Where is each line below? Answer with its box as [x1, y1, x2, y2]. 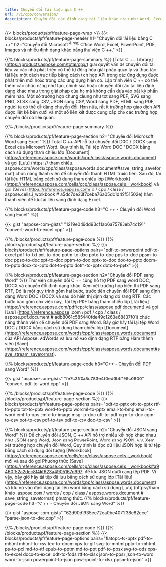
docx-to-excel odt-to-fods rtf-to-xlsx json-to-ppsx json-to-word [23, 551, 154, 557]
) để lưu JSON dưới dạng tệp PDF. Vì [82, 469, 157, 475]
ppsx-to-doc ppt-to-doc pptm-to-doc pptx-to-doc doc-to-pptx [14, 257, 142, 263]
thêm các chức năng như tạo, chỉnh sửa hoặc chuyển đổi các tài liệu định [5, 83, 155, 89]
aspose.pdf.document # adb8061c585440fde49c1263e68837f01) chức [5, 315, 150, 320]
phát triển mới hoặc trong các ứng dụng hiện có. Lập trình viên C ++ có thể [5, 77, 158, 83]
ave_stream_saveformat [5, 351, 53, 357]
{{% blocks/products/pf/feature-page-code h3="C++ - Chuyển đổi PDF [5, 361, 152, 367]
